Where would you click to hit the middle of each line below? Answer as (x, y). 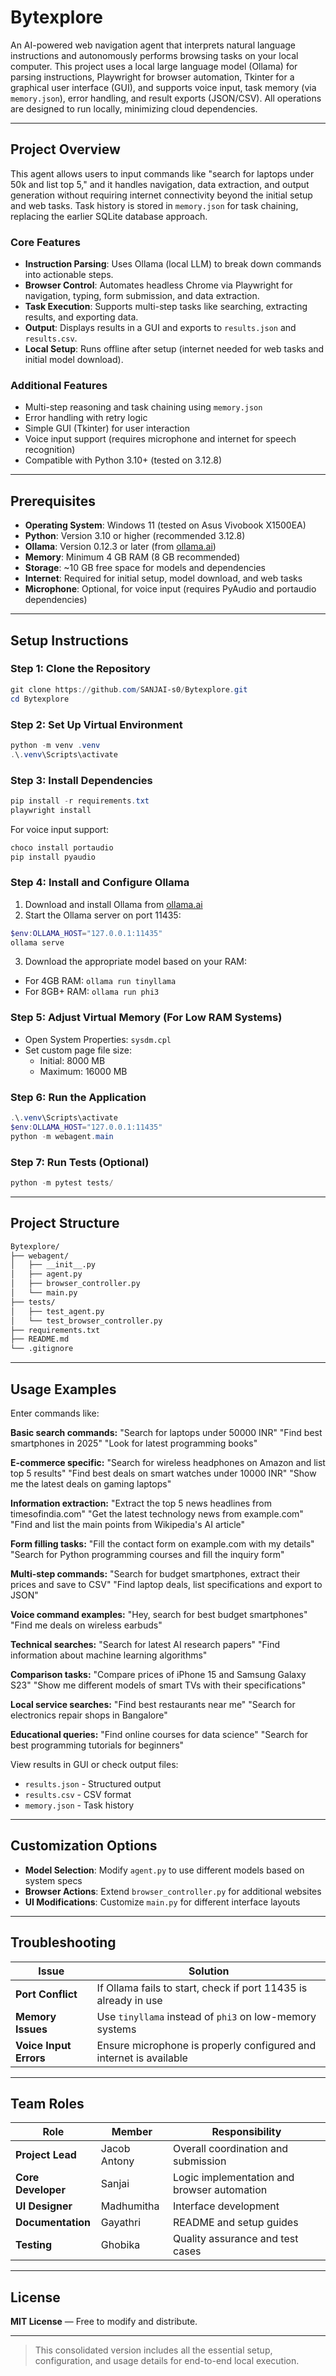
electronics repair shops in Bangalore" (89, 1715)
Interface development (226, 2206)
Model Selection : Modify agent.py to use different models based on (164, 1870)
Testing (34, 2245)
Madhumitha (130, 2206)
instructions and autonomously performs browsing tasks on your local (154, 55)
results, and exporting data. (81, 317)
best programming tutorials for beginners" (97, 1745)
